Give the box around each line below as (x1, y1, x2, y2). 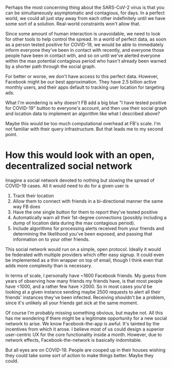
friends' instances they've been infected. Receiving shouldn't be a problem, (5, 294, 165, 300)
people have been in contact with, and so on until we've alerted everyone (5, 52, 161, 59)
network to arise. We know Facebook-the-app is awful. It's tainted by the (5, 320, 160, 326)
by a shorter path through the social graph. (5, 64, 96, 69)
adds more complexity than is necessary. (5, 262, 92, 268)
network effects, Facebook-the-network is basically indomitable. (5, 337, 142, 343)
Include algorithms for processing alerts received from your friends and (12, 225, 164, 231)
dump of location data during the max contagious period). (12, 220, 136, 226)
